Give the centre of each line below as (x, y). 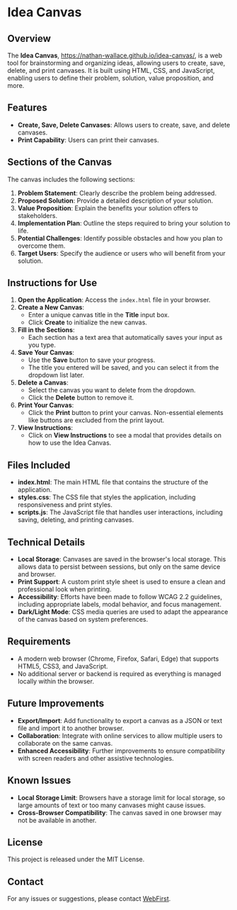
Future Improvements (56, 704)
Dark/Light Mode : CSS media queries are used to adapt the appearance (123, 612)
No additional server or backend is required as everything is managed (119, 673)
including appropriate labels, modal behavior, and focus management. (119, 604)
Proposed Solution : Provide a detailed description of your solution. (115, 200)
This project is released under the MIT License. (76, 859)
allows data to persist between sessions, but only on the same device (119, 567)
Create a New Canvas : (51, 307)
